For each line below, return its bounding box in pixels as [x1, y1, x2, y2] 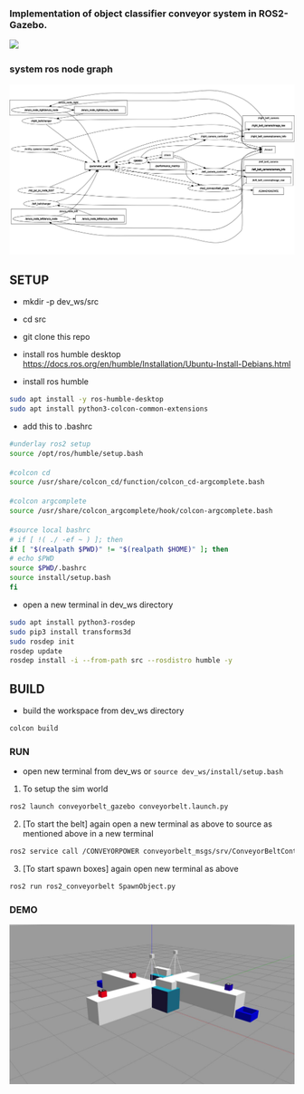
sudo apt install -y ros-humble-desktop [9, 395, 165, 404]
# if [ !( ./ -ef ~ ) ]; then [9, 535, 124, 544]
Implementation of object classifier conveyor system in [9, 7, 257, 20]
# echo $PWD [9, 554, 54, 564]
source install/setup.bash [9, 574, 111, 583]
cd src [22, 314, 47, 324]
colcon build [9, 724, 59, 733]
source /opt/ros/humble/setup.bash [9, 449, 144, 458]
